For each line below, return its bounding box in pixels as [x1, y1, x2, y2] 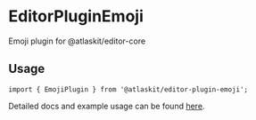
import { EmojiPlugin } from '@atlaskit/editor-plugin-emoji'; [8, 84, 249, 94]
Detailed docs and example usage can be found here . [8, 100, 205, 111]
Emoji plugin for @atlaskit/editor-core [8, 36, 146, 46]
